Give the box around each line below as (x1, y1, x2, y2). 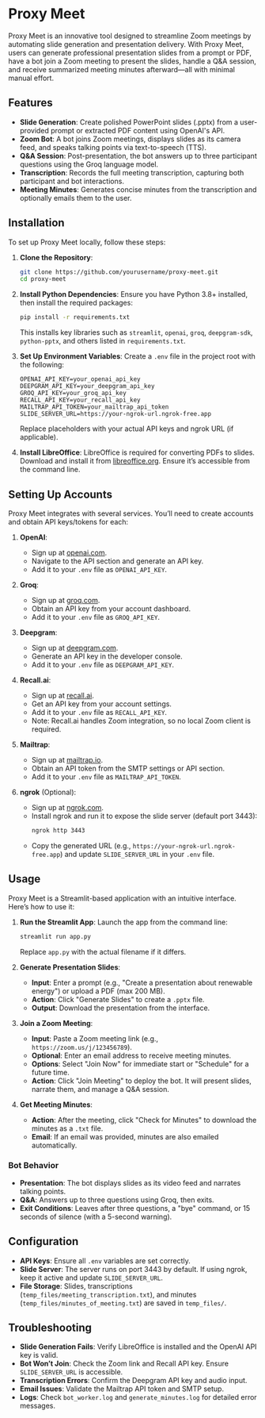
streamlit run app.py (19, 932, 91, 940)
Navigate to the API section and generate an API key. (31, 556, 204, 566)
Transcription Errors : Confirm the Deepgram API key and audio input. (19, 1376, 248, 1385)
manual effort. (8, 73, 54, 83)
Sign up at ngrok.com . (31, 803, 104, 812)
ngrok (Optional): (19, 787, 77, 797)
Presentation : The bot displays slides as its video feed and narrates (19, 1178, 241, 1187)
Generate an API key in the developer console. (31, 651, 184, 661)
